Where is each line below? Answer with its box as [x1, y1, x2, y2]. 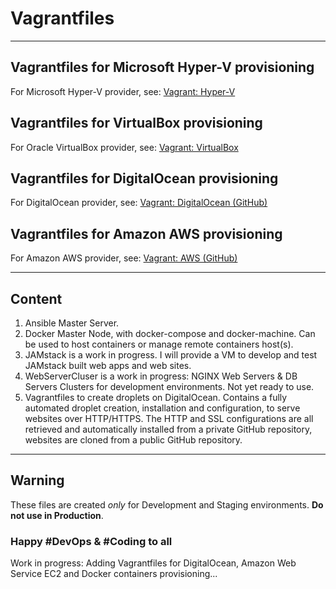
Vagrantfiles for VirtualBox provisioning [10, 115, 263, 132]
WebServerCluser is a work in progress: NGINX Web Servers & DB [24, 370, 298, 382]
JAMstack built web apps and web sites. [24, 360, 192, 371]
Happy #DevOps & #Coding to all [10, 534, 173, 548]
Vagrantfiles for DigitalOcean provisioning [10, 170, 279, 187]
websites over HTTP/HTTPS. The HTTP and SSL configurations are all [24, 413, 314, 424]
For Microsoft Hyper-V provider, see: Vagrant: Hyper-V [10, 85, 236, 97]
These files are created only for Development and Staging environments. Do [10, 498, 324, 511]
